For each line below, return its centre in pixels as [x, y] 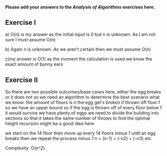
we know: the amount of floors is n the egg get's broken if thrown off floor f [83, 102]
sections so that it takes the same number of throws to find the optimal [78, 118]
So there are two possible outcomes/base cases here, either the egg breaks [83, 92]
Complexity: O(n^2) [25, 148]
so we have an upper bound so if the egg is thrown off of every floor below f [83, 108]
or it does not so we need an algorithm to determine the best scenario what [83, 97]
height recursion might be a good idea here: [50, 124]
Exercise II [22, 80]
